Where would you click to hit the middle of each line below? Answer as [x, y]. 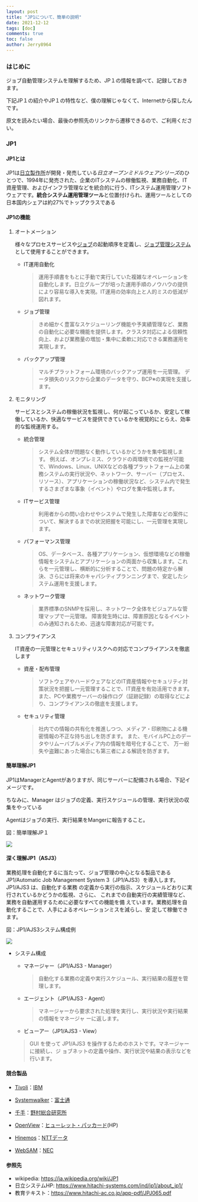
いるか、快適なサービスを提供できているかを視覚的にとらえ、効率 [111, 419]
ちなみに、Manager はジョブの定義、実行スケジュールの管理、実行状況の [95, 800]
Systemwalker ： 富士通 [42, 1100]
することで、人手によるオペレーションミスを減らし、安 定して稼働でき [102, 909]
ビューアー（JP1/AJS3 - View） [62, 1031]
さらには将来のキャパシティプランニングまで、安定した [116, 576]
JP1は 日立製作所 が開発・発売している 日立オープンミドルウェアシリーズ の [95, 173]
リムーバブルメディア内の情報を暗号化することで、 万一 [116, 743]
